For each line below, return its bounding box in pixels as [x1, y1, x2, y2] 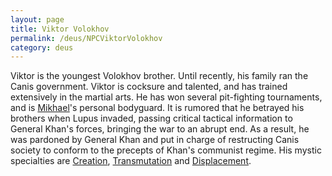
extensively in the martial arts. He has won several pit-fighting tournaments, [10, 91, 323, 103]
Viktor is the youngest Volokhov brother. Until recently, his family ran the [10, 70, 309, 82]
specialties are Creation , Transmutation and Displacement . [10, 155, 252, 167]
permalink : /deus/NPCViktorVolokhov [10, 33, 163, 43]
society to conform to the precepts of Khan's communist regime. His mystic [10, 144, 322, 156]
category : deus [10, 42, 74, 53]
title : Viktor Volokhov [10, 24, 110, 34]
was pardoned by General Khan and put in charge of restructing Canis [10, 134, 300, 146]
